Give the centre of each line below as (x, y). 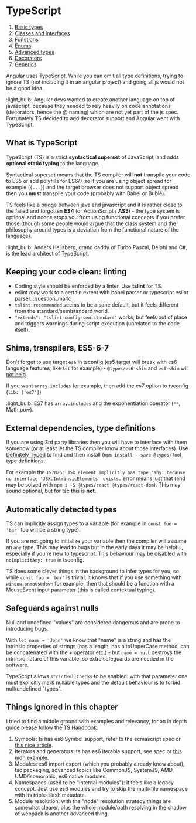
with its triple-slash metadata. (50, 795)
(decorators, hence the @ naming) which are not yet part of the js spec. (92, 112)
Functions (27, 39)
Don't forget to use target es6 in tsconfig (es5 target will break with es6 (92, 362)
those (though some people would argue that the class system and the (91, 223)
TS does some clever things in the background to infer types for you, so (93, 571)
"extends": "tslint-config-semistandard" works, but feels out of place (101, 317)
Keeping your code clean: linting (66, 272)
